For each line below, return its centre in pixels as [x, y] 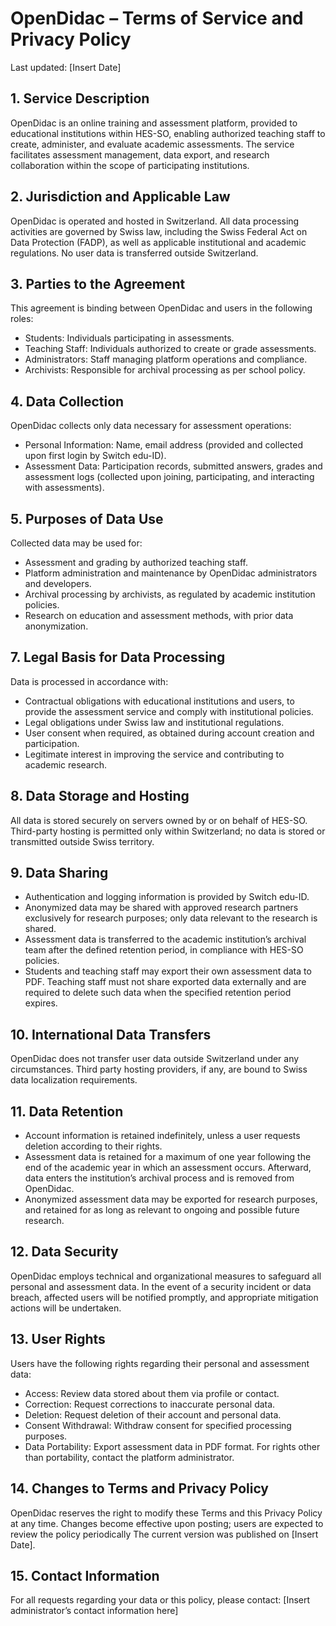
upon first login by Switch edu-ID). [95, 456]
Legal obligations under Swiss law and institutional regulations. [154, 722]
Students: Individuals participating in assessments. [129, 338]
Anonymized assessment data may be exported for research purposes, [171, 1199]
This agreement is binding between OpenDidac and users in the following [161, 308]
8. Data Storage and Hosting [100, 796]
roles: [22, 319]
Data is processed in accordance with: [89, 681]
